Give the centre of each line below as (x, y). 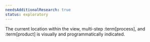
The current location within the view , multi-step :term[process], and (75, 28)
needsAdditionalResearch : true (38, 10)
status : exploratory (27, 14)
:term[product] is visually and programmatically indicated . (65, 34)
